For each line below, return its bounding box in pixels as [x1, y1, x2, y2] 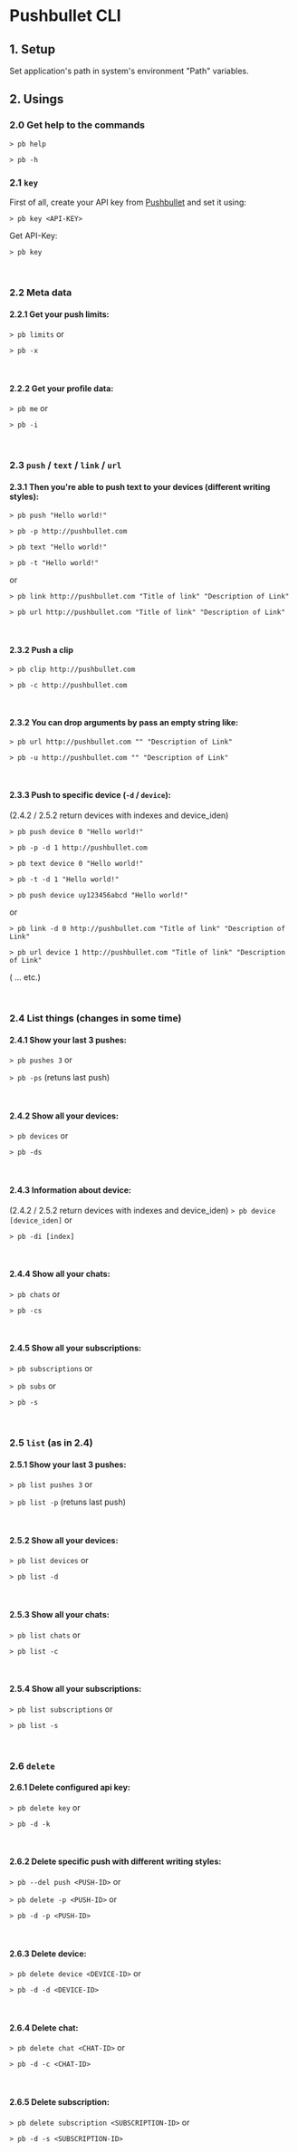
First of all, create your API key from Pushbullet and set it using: [9, 197, 247, 207]
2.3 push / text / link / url [9, 459, 122, 472]
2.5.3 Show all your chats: [9, 1609, 111, 1619]
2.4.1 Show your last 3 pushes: [9, 1034, 127, 1045]
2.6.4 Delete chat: [9, 2022, 79, 2033]
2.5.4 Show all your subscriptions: [9, 1684, 142, 1695]
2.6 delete [9, 1759, 56, 1772]
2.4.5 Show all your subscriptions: [9, 1342, 142, 1354]
